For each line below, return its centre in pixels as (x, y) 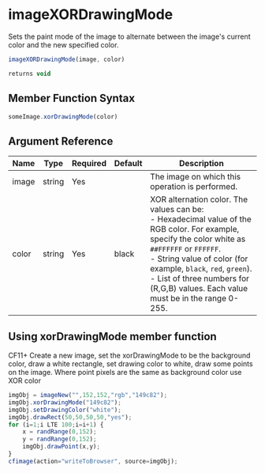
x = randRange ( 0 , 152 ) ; (60, 432)
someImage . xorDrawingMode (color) (63, 116)
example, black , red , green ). (201, 269)
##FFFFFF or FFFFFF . (185, 249)
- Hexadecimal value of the (201, 219)
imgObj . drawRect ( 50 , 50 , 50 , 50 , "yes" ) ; (70, 417)
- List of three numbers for (200, 278)
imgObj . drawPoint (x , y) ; (62, 447)
